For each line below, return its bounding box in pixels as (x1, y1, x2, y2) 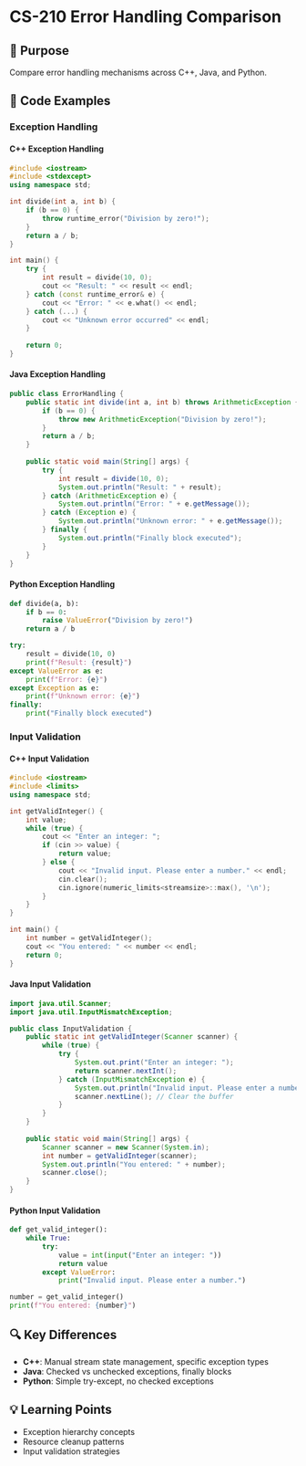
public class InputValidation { (9, 1024, 132, 1033)
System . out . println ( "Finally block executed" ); (57, 533, 243, 542)
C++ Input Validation (9, 753, 89, 764)
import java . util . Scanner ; (9, 999, 112, 1008)
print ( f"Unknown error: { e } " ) (25, 692, 141, 701)
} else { (42, 858, 76, 867)
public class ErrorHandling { (9, 390, 125, 399)
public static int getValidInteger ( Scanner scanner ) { (25, 1032, 239, 1042)
